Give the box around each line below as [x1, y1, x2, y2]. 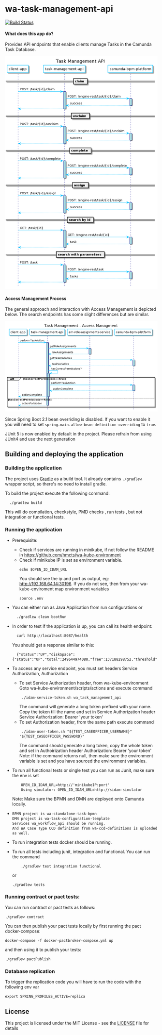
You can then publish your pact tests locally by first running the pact [5, 923, 141, 929]
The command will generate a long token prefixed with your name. [19, 703, 152, 709]
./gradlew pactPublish [5, 956, 51, 962]
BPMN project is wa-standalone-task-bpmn [12, 811, 97, 816]
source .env [19, 596, 44, 601]
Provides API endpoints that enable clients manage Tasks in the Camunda [5, 41, 152, 47]
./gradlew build [9, 500, 42, 505]
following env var [5, 984, 40, 990]
